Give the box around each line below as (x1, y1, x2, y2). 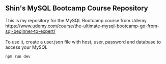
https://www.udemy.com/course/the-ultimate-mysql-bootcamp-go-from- (5, 23, 159, 29)
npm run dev (5, 54, 31, 59)
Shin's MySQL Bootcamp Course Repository (5, 4, 149, 13)
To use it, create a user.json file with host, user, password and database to (5, 39, 161, 45)
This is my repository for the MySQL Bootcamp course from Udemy (5, 17, 147, 23)
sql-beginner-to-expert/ (5, 28, 56, 34)
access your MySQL (5, 44, 48, 50)
